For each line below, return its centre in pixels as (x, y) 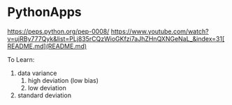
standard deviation (44, 95)
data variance (37, 73)
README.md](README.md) (47, 46)
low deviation (47, 88)
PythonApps (44, 12)
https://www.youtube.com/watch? (160, 31)
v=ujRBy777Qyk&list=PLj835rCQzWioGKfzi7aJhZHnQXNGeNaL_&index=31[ (116, 38)
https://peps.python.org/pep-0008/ (58, 31)
